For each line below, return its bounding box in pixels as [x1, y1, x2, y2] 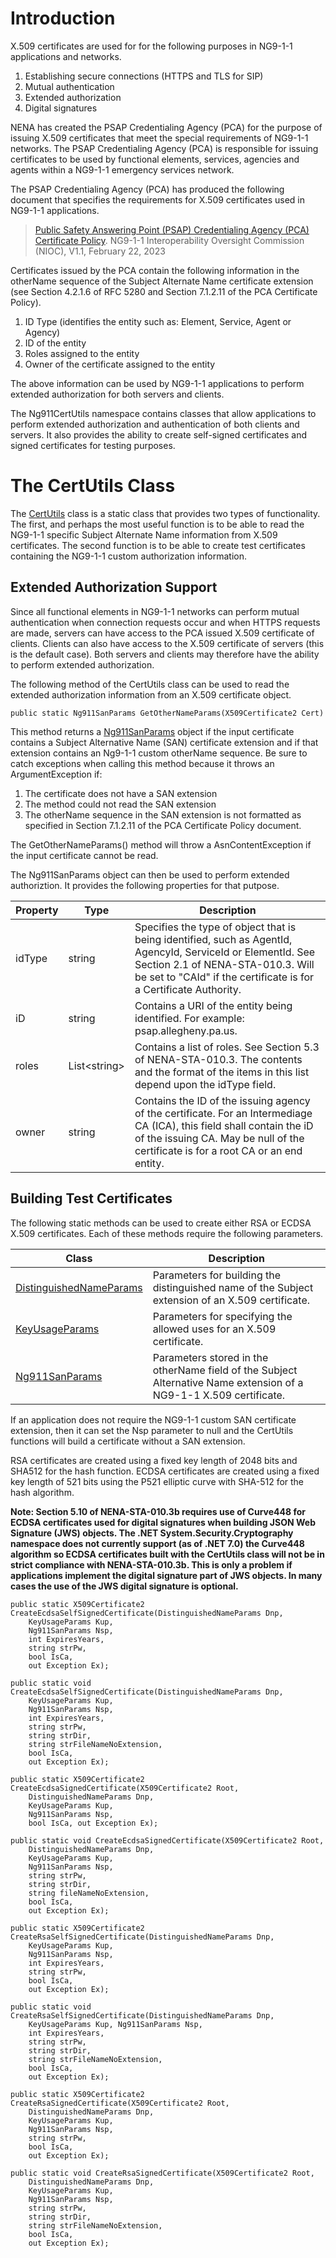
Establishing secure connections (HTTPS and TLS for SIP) [24, 70, 264, 82]
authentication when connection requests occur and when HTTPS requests [10, 616, 321, 628]
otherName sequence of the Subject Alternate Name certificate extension [10, 275, 314, 287]
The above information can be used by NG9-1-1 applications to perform [10, 377, 305, 389]
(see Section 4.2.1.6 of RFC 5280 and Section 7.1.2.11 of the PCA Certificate [10, 285, 318, 297]
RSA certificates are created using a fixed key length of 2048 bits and [10, 1454, 298, 1466]
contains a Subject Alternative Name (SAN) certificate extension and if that [10, 736, 319, 748]
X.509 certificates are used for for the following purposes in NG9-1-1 [10, 40, 293, 52]
